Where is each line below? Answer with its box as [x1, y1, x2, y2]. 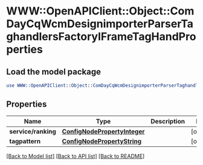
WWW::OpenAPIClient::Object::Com [6, 4, 195, 18]
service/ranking [9, 127, 56, 135]
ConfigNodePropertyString [62, 137, 142, 145]
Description [150, 117, 185, 125]
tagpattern [9, 137, 41, 145]
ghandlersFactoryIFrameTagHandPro [6, 30, 196, 43]
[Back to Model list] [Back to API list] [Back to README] [6, 152, 145, 160]
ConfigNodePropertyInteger [62, 127, 145, 135]
